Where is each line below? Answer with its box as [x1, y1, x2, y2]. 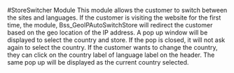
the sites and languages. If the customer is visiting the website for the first [7, 13, 221, 22]
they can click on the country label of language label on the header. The [7, 51, 215, 59]
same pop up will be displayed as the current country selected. [7, 58, 189, 66]
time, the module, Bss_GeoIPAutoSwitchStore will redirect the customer [7, 21, 213, 29]
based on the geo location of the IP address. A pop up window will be [7, 28, 208, 36]
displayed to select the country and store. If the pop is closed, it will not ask [7, 36, 226, 44]
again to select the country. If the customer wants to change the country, [7, 44, 218, 51]
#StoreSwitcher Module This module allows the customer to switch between [7, 6, 228, 14]
